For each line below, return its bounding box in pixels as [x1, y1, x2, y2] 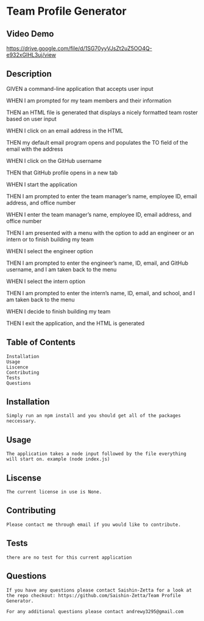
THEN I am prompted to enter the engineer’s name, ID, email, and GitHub [6, 259, 189, 267]
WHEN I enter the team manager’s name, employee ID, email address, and [6, 210, 192, 218]
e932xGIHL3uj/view [6, 51, 57, 59]
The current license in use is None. [6, 489, 102, 495]
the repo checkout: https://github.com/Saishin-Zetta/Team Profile [6, 592, 181, 598]
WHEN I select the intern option [6, 278, 85, 285]
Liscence [6, 364, 29, 370]
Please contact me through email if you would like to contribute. [6, 522, 181, 528]
